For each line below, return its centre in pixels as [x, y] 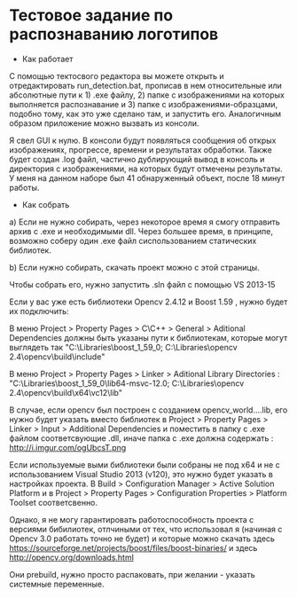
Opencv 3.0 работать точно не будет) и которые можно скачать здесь [142, 539]
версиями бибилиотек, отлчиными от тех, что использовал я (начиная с [146, 529]
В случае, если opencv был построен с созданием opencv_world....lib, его [148, 410]
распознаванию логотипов [114, 34]
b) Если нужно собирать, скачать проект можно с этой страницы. [134, 267]
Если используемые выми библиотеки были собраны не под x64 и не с [145, 464]
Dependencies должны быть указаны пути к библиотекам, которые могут [148, 337]
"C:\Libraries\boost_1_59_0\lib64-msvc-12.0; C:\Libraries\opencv [127, 383]
